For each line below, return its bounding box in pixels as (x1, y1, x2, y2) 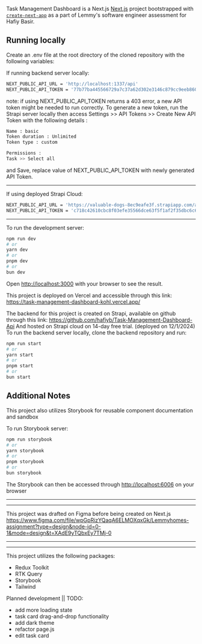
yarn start (6, 352, 34, 358)
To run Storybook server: (6, 425, 69, 432)
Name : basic (6, 128, 39, 134)
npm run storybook (6, 436, 52, 443)
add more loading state (14, 606, 73, 613)
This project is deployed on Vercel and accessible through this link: (6, 292, 173, 299)
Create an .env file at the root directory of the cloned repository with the (6, 51, 185, 58)
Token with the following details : (6, 117, 88, 124)
